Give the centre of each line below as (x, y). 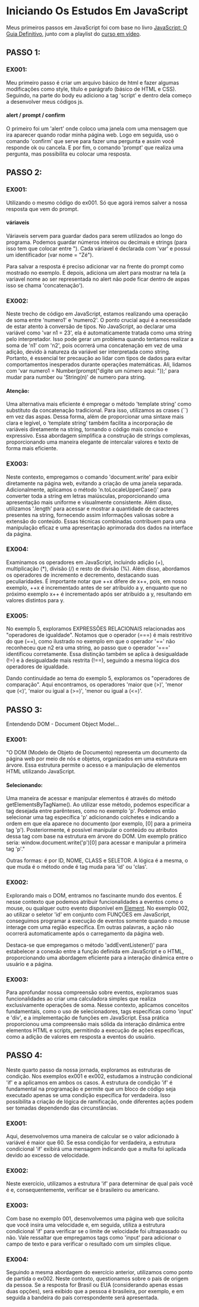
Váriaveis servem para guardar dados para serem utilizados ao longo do (94, 236)
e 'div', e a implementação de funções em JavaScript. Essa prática (88, 1018)
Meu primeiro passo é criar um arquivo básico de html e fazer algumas (93, 82)
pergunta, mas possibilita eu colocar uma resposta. (69, 154)
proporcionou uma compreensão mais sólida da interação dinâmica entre (96, 1024)
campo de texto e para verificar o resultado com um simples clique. (89, 1244)
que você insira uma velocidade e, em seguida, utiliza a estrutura (86, 1225)
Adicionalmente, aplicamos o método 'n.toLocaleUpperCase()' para (89, 490)
